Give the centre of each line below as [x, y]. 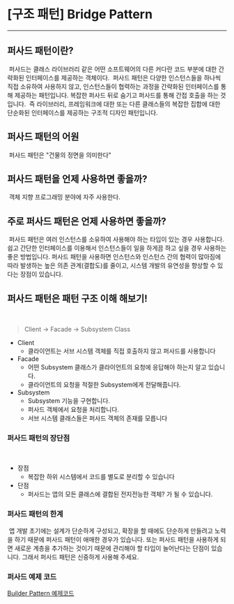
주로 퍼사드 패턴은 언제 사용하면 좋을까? [87, 221]
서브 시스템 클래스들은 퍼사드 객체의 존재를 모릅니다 [97, 418]
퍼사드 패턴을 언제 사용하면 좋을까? [77, 179]
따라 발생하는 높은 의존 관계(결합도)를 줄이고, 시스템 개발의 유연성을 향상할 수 [111, 265]
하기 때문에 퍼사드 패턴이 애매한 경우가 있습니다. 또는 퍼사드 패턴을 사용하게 [117, 539]
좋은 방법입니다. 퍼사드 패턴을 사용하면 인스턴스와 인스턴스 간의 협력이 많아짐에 [114, 257]
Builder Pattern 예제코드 [41, 593]
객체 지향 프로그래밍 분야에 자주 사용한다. [64, 197]
